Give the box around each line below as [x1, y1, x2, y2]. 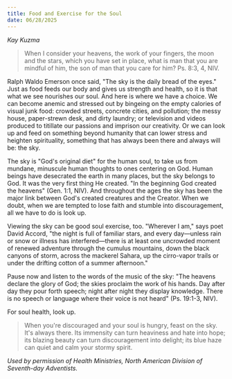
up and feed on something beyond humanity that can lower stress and [7, 129, 208, 137]
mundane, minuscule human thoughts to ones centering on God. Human [7, 164, 213, 173]
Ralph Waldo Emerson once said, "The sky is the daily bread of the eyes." [7, 77, 217, 85]
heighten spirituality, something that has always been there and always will [7, 136, 220, 144]
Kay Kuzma [7, 35, 40, 44]
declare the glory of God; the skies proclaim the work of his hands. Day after [7, 279, 226, 288]
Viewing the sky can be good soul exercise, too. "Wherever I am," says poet [7, 222, 224, 230]
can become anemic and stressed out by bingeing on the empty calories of [7, 99, 222, 107]
